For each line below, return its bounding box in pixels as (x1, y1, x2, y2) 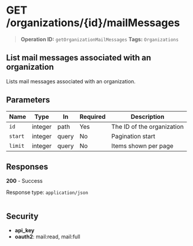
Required (79, 112, 106, 121)
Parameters (6, 95, 50, 105)
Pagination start (111, 132, 156, 140)
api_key (14, 227, 35, 234)
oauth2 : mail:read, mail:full (14, 233, 81, 240)
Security (6, 211, 38, 221)
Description (130, 112, 165, 121)
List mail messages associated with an (6, 53, 152, 63)
